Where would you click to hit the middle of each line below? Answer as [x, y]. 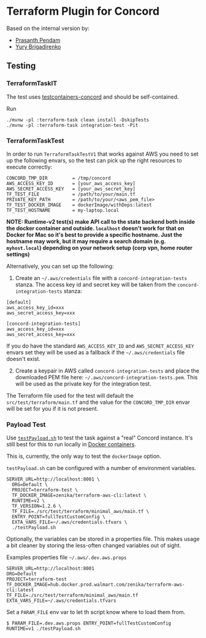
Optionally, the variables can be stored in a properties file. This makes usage [103, 539]
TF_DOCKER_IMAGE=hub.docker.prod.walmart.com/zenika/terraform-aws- [96, 585]
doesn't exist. [24, 359]
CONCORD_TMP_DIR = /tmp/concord [59, 178]
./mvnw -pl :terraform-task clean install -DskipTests [78, 120]
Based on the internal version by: [48, 28]
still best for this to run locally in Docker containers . [71, 444]
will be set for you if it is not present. [52, 408]
